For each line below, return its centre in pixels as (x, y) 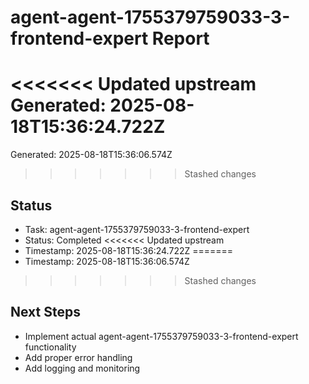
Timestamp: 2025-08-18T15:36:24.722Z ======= (129, 250)
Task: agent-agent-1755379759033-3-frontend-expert (137, 229)
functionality (50, 347)
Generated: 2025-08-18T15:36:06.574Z (91, 155)
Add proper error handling (78, 357)
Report (180, 38)
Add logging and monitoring (82, 368)
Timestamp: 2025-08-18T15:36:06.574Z (107, 261)
